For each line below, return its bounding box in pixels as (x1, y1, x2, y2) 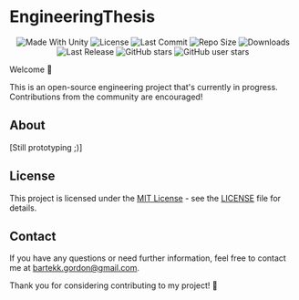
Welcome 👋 (9, 64, 53, 75)
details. (9, 202, 37, 213)
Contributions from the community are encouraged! (9, 91, 203, 102)
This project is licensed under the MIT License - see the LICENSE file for (9, 192, 281, 203)
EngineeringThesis (9, 6, 156, 27)
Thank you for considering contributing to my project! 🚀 (9, 280, 219, 291)
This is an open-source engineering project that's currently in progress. (9, 81, 278, 92)
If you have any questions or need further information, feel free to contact (9, 253, 287, 264)
